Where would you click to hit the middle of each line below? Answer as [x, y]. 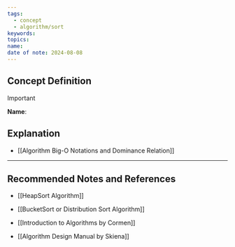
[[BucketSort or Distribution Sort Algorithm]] [81, 209]
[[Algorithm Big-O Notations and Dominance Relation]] [96, 150]
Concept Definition [50, 81]
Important [21, 98]
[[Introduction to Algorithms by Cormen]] [76, 223]
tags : [15, 14]
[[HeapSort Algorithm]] [50, 196]
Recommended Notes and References [92, 179]
